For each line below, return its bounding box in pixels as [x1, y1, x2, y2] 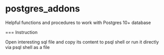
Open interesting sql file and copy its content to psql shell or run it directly [5, 38, 159, 45]
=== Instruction [5, 29, 38, 35]
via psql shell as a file [5, 44, 50, 50]
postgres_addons [5, 3, 80, 14]
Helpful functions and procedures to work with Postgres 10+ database [5, 19, 151, 25]
